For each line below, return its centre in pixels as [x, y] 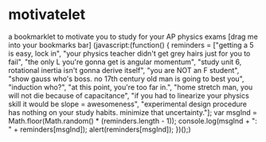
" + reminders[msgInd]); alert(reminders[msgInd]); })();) [100, 129]
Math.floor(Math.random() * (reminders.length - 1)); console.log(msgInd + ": [133, 121]
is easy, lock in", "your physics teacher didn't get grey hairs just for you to [129, 53]
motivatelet [47, 15]
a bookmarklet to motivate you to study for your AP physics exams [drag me [133, 36]
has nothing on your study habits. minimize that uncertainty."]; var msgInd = [133, 112]
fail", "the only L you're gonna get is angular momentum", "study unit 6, [125, 62]
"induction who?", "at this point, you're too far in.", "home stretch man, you [131, 87]
